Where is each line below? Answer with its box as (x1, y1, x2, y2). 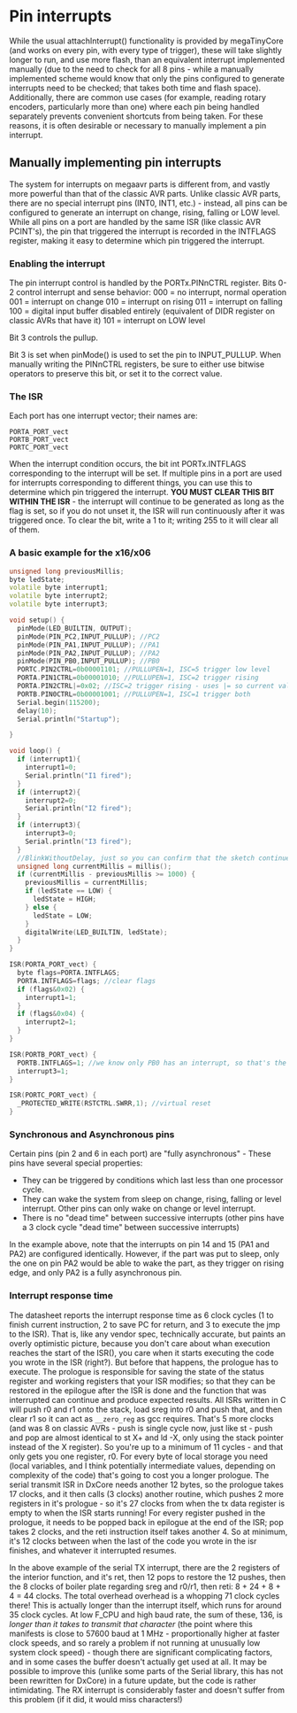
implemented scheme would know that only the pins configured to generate (9, 73, 286, 83)
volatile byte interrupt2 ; (9, 592, 109, 601)
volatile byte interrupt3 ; (9, 600, 109, 608)
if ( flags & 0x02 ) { (17, 985, 86, 994)
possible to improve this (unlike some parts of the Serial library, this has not (9, 1665, 284, 1676)
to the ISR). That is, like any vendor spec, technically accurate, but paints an (9, 1329, 286, 1339)
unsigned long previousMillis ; (9, 567, 125, 576)
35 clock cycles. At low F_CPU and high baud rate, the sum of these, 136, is (9, 1609, 283, 1620)
